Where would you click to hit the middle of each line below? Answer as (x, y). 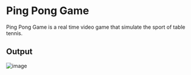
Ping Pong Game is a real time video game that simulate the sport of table (96, 27)
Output (19, 52)
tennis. (14, 33)
